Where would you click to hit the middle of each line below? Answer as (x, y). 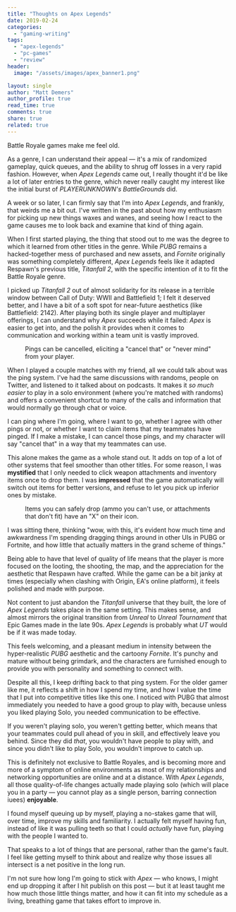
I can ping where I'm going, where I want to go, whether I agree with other (115, 421)
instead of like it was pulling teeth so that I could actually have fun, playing (116, 828)
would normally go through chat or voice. (67, 408)
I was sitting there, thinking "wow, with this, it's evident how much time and (116, 530)
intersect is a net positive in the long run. (66, 864)
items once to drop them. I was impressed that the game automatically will (116, 480)
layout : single (30, 85)
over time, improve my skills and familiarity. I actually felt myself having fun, (117, 821)
